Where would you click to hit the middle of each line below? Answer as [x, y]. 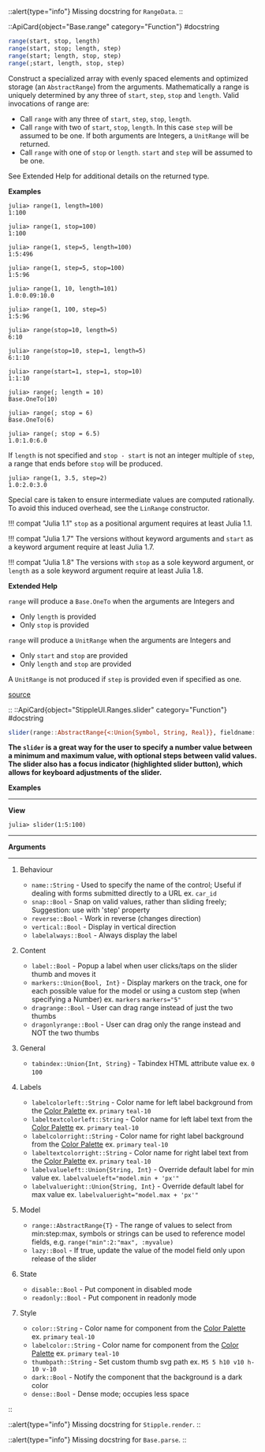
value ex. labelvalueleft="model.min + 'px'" [105, 1178]
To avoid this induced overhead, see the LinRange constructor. [109, 507]
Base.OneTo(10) [33, 399]
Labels [30, 1087]
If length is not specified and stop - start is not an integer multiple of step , [131, 455]
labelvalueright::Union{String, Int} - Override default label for [138, 1186]
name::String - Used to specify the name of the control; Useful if [136, 885]
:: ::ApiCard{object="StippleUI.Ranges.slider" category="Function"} [118, 709]
